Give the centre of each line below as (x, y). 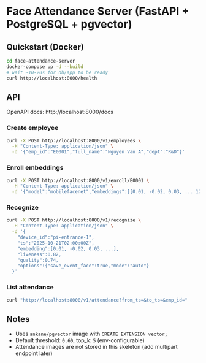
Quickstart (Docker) (45, 47)
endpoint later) (34, 353)
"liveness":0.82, (40, 254)
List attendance (30, 288)
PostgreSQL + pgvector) (69, 24)
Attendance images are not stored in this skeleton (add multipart (96, 347)
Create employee (32, 128)
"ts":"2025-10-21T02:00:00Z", (56, 243)
